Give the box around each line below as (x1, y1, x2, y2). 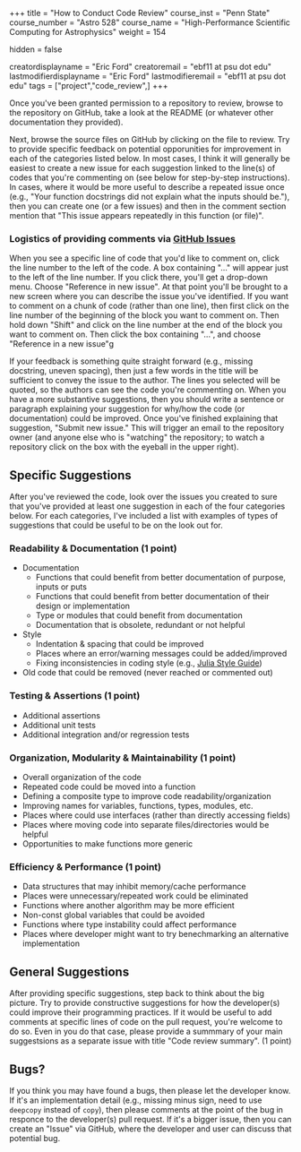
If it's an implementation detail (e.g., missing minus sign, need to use (9, 1095, 262, 1105)
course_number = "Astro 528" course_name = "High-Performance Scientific (9, 17, 291, 28)
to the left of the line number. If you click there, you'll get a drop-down (9, 272, 269, 283)
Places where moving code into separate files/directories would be (21, 820, 270, 830)
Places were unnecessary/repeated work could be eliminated (21, 890, 249, 901)
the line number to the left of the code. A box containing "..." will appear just (9, 262, 289, 273)
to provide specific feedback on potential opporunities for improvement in (9, 143, 281, 154)
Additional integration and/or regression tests (21, 729, 190, 740)
